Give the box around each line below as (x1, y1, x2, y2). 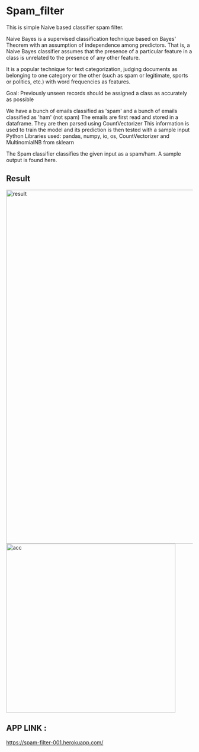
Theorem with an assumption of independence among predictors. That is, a (6, 41, 191, 49)
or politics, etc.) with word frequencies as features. (6, 78, 131, 85)
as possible (6, 96, 34, 103)
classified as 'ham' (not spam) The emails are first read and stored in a (6, 114, 179, 121)
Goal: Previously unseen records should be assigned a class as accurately (6, 89, 188, 96)
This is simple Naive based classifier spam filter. (6, 24, 124, 31)
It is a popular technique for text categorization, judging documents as (6, 65, 178, 72)
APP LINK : (6, 723, 47, 733)
